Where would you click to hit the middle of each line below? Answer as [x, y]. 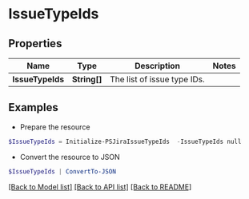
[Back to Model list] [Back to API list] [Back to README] [100, 187]
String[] [87, 79]
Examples [33, 107]
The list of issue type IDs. [157, 79]
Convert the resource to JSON [70, 157]
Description [157, 66]
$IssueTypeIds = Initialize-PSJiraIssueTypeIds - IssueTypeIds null [125, 141]
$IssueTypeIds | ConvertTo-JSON [62, 171]
